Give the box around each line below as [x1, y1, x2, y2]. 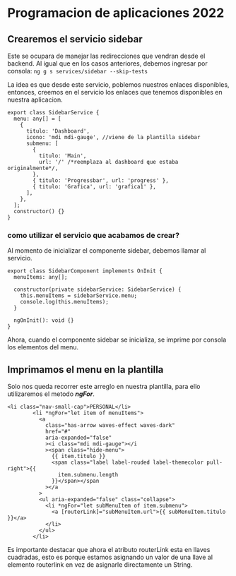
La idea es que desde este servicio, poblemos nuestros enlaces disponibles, [7, 80, 230, 89]
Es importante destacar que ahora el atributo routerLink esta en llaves [7, 546, 211, 554]
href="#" [45, 428, 71, 436]
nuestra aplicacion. [7, 95, 64, 104]
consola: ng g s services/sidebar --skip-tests [7, 67, 148, 75]
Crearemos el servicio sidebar [7, 33, 143, 45]
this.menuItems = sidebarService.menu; [20, 292, 138, 299]
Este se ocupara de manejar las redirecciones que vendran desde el [7, 52, 206, 60]
